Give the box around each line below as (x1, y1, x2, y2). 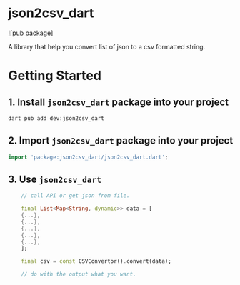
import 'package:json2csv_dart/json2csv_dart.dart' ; (8, 154, 169, 161)
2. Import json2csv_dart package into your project (8, 134, 234, 147)
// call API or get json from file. (21, 192, 131, 199)
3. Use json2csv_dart (8, 173, 102, 185)
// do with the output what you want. (21, 271, 136, 278)
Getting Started (8, 68, 102, 84)
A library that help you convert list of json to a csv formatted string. (8, 42, 206, 51)
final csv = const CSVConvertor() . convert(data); (21, 258, 172, 265)
